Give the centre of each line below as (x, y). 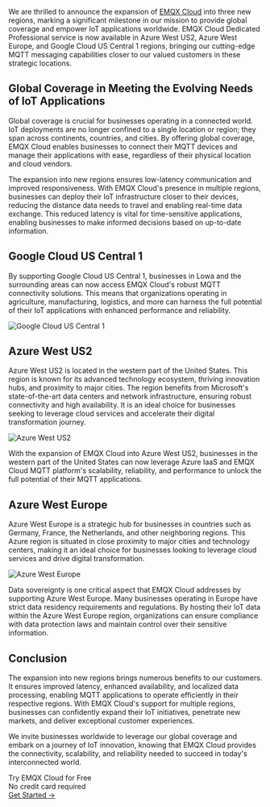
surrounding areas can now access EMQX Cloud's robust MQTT (115, 284)
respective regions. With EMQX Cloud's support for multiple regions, (122, 703)
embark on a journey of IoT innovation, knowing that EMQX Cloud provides (132, 745)
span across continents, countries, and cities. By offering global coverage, (132, 137)
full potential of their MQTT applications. (75, 480)
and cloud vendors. (40, 163)
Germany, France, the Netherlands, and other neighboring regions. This (127, 533)
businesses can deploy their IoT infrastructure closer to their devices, (124, 196)
